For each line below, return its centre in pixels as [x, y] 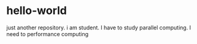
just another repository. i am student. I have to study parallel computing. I [99, 28]
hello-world [37, 11]
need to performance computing [48, 34]
